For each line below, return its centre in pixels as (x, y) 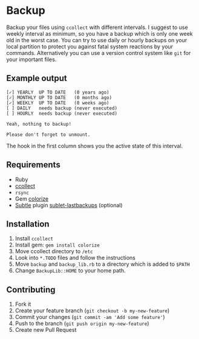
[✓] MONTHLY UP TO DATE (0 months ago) (59, 97)
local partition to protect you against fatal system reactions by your (90, 47)
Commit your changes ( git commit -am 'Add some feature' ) (90, 317)
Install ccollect (34, 239)
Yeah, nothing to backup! (39, 124)
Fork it (23, 304)
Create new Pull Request (46, 330)
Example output (37, 78)
